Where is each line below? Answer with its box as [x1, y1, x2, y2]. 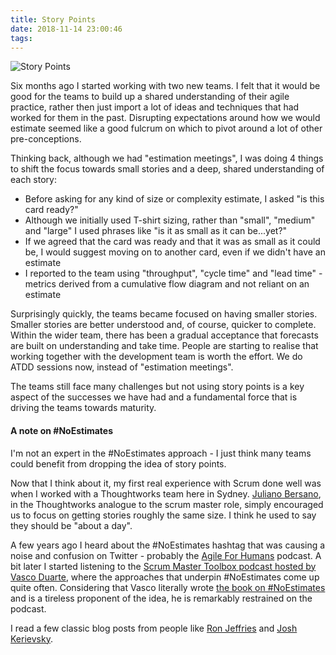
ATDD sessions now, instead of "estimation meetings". [10, 361, 234, 373]
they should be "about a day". [10, 519, 133, 531]
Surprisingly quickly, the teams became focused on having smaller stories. [10, 308, 318, 320]
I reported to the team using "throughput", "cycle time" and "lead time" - [24, 267, 323, 280]
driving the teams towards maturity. [10, 402, 157, 414]
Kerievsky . [10, 632, 53, 645]
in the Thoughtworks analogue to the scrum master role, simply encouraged [10, 498, 324, 510]
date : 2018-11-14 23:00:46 [10, 24, 123, 34]
